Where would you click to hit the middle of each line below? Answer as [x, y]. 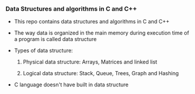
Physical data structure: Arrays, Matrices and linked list [90, 62]
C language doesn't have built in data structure [71, 85]
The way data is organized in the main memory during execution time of [102, 33]
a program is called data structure [55, 39]
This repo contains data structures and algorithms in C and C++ [92, 22]
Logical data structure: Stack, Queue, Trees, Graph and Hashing [101, 73]
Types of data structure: [43, 51]
